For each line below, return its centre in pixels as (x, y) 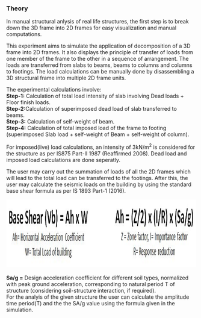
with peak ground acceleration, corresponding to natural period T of (91, 284)
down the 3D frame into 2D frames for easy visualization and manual (91, 28)
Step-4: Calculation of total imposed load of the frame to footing (86, 128)
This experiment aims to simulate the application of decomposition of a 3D (98, 46)
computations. (24, 34)
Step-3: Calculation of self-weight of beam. (60, 122)
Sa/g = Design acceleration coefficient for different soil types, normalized (97, 278)
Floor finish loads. (29, 102)
